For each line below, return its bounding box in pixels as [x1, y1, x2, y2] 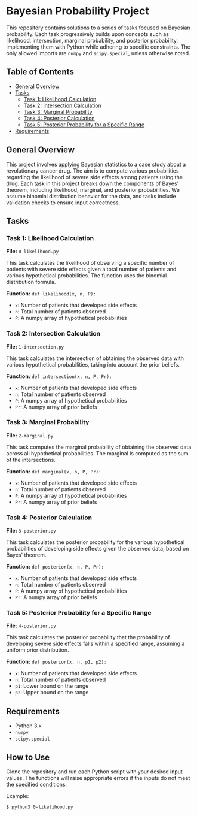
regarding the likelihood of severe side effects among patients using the [6, 173, 183, 180]
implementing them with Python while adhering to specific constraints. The [6, 43, 191, 50]
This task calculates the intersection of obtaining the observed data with [6, 355, 184, 362]
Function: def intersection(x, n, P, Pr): [6, 373, 112, 380]
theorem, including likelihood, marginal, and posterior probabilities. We [6, 186, 180, 193]
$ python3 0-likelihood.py [6, 804, 73, 810]
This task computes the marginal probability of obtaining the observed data [6, 443, 192, 451]
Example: [6, 793, 29, 800]
